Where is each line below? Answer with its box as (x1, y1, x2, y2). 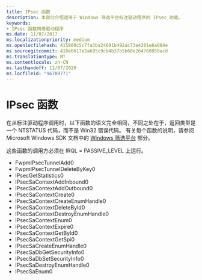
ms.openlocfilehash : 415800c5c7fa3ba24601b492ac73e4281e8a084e (6, 43, 168, 49)
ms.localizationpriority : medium (6, 37, 90, 43)
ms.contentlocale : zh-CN (6, 59, 69, 65)
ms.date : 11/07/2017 (6, 31, 58, 37)
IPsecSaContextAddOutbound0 (14, 185, 93, 192)
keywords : (6, 20, 31, 26)
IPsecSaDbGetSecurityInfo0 (14, 249, 85, 256)
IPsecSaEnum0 (14, 268, 53, 275)
